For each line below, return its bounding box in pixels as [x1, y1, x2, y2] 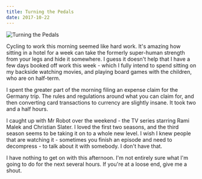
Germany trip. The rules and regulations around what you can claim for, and [6, 93, 194, 100]
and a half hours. [6, 105, 48, 112]
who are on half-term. [6, 74, 60, 82]
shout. [6, 166, 22, 174]
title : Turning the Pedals [6, 8, 74, 15]
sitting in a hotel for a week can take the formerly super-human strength [6, 49, 185, 56]
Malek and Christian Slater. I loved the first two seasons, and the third [6, 123, 179, 130]
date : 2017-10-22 [6, 14, 50, 20]
